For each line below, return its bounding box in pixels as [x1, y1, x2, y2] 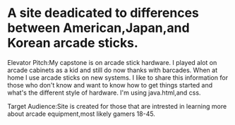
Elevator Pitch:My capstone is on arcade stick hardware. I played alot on [7, 58, 217, 66]
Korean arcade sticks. [7, 35, 139, 51]
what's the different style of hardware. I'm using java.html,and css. [7, 88, 201, 97]
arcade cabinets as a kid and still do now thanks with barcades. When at [7, 66, 217, 74]
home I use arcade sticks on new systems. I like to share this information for [7, 73, 228, 82]
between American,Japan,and [7, 20, 190, 36]
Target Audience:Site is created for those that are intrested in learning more [7, 102, 227, 110]
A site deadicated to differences [7, 5, 200, 21]
